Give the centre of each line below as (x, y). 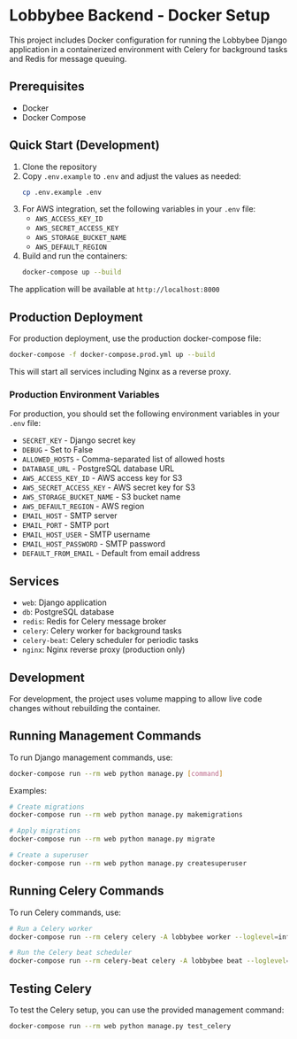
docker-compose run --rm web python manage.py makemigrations (126, 815)
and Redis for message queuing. (68, 58)
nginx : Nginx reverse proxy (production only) (103, 650)
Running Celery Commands (87, 891)
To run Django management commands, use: (91, 757)
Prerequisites (47, 86)
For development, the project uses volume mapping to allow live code (136, 698)
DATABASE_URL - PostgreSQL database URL (98, 469)
